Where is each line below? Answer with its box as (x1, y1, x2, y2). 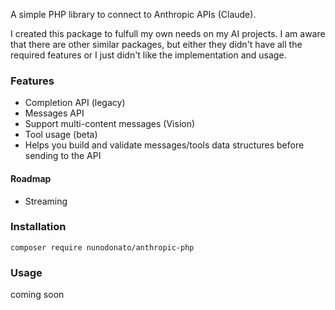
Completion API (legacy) (24, 97, 126, 109)
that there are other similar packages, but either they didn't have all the (10, 39, 303, 50)
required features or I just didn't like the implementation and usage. (10, 49, 287, 61)
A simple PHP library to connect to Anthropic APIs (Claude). (10, 9, 257, 20)
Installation (10, 220, 67, 234)
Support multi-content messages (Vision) (24, 118, 196, 130)
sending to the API (24, 150, 102, 162)
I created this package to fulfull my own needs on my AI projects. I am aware (10, 28, 326, 39)
